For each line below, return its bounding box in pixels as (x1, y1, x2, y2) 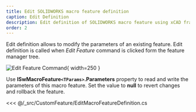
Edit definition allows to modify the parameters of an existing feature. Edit (6, 41, 183, 48)
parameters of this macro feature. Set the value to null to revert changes (6, 82, 180, 89)
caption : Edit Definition (6, 14, 69, 20)
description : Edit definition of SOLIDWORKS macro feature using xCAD (6, 19, 181, 25)
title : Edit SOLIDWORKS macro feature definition (6, 8, 129, 15)
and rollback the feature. (6, 88, 65, 95)
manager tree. (6, 53, 40, 60)
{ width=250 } (66, 65, 100, 72)
